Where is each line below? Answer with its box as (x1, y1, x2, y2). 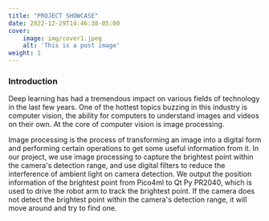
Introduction (8, 76, 58, 87)
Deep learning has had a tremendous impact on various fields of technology (8, 94, 260, 104)
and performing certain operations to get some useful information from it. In (8, 144, 259, 153)
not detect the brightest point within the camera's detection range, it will (8, 194, 247, 205)
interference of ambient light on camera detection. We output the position (8, 170, 252, 179)
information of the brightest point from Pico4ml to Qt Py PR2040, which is (8, 178, 253, 187)
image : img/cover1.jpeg (22, 34, 103, 43)
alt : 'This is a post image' (22, 42, 120, 50)
